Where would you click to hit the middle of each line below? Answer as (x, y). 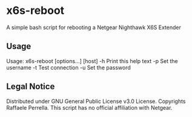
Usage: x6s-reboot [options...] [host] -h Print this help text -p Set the (92, 61)
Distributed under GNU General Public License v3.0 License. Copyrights (96, 101)
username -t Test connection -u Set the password (69, 67)
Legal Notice (31, 86)
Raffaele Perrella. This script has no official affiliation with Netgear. (89, 107)
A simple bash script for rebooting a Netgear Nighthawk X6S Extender (94, 27)
